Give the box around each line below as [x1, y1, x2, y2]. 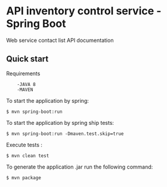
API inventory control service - [6, 4, 162, 18]
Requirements [6, 70, 41, 77]
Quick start [6, 54, 49, 64]
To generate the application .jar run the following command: [6, 163, 153, 170]
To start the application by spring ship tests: [6, 119, 115, 126]
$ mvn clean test [6, 152, 50, 159]
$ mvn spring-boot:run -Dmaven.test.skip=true [6, 130, 124, 137]
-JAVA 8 [17, 81, 36, 87]
